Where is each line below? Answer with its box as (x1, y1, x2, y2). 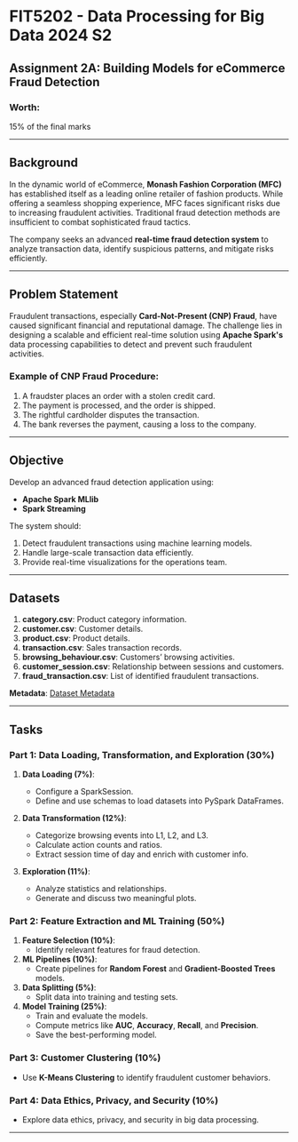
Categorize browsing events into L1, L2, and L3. (35, 830, 208, 841)
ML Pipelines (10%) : (21, 954, 98, 965)
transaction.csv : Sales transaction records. (21, 643, 182, 653)
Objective (9, 453, 65, 468)
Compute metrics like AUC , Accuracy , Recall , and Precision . (35, 1020, 259, 1031)
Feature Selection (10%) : (21, 935, 115, 946)
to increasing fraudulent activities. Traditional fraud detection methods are (9, 207, 281, 218)
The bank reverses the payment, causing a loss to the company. (21, 419, 257, 429)
